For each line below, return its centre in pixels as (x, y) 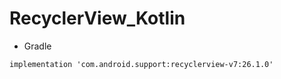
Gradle (37, 46)
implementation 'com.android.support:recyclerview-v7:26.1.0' (141, 64)
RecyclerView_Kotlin (97, 18)
